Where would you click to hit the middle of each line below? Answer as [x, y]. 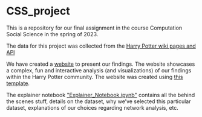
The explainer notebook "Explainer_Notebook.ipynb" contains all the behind [101, 95]
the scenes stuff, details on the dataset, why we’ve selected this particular [99, 101]
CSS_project [38, 11]
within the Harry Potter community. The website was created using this [95, 77]
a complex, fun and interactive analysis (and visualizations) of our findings [99, 70]
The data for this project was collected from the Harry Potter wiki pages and [101, 46]
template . [18, 83]
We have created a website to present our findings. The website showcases [101, 64]
